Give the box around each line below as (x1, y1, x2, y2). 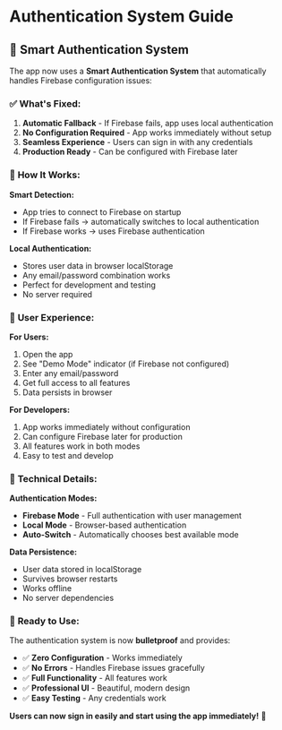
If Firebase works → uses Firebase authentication (21, 226, 206, 236)
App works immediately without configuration (21, 421, 191, 432)
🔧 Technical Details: (9, 472, 98, 485)
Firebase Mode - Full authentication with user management (21, 511, 242, 521)
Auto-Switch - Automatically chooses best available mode (21, 529, 239, 540)
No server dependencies (21, 593, 115, 604)
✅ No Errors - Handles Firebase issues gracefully (21, 663, 206, 674)
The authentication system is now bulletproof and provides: (9, 635, 231, 646)
